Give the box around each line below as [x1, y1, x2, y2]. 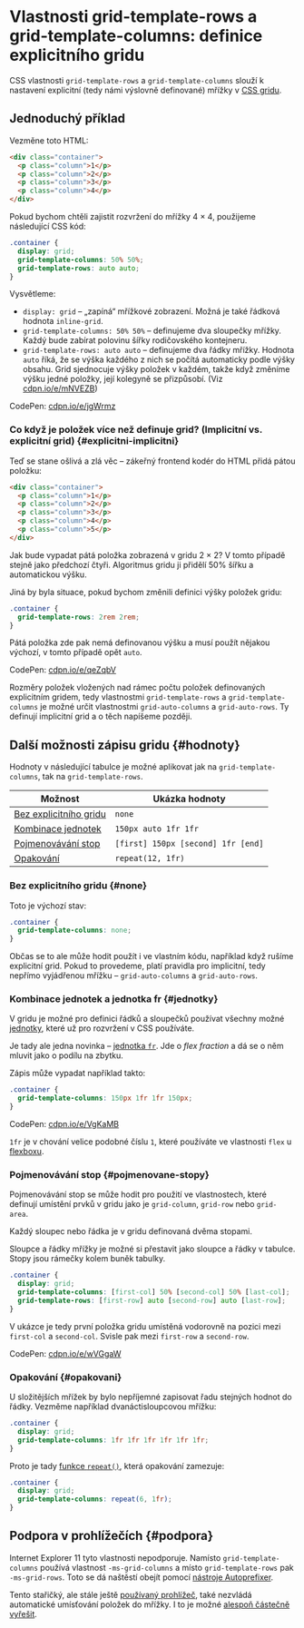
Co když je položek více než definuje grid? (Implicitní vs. [9, 424, 263, 436]
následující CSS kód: [9, 221, 86, 231]
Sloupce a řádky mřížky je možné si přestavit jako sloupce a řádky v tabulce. [9, 1243, 296, 1254]
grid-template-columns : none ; [17, 926, 132, 936]
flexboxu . [9, 1146, 44, 1157]
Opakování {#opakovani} [9, 1370, 123, 1383]
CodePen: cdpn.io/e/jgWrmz [9, 401, 116, 412]
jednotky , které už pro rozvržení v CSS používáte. [9, 1023, 195, 1034]
